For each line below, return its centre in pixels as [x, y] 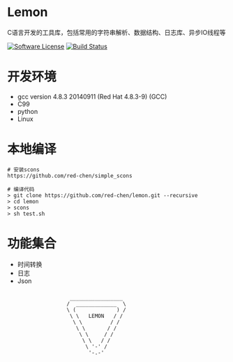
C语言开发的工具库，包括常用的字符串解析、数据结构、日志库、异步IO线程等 [116, 32]
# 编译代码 [21, 189]
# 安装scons [23, 169]
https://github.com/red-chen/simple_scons [70, 175]
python [28, 111]
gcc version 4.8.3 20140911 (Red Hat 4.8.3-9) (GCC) [92, 96]
